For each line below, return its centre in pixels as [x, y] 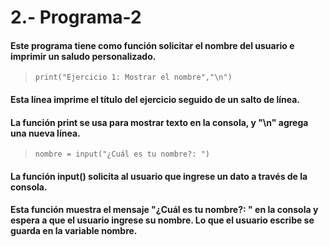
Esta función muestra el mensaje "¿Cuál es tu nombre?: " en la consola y [164, 210]
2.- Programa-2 [76, 17]
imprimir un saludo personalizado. [83, 56]
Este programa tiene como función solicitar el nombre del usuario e [152, 45]
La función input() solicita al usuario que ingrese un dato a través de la [159, 176]
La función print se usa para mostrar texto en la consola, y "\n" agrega [159, 122]
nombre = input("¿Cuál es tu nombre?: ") [122, 154]
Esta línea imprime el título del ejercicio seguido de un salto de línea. [155, 99]
